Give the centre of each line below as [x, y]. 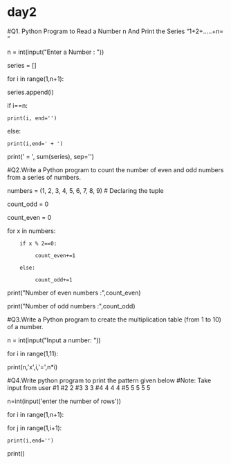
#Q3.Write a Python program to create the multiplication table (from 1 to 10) [114, 319]
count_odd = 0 [28, 204]
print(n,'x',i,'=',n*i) [33, 366]
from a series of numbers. [44, 177]
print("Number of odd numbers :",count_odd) [72, 306]
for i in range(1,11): [33, 353]
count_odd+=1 [54, 280]
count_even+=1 [55, 256]
